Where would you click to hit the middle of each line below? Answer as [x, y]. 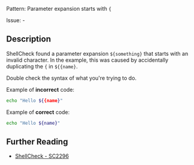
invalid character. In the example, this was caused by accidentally [87, 60]
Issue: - [16, 20]
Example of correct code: [38, 112]
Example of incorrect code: [41, 89]
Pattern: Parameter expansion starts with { [59, 9]
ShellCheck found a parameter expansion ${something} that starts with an [97, 53]
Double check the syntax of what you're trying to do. [71, 78]
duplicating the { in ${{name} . [42, 66]
